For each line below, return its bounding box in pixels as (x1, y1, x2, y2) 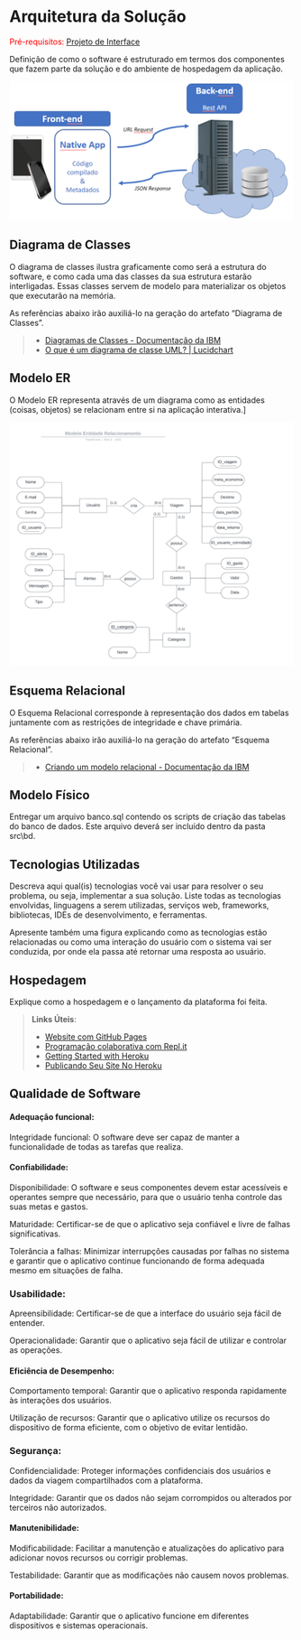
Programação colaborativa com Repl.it (44, 1041, 187, 1052)
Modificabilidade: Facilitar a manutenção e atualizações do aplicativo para (9, 1542, 285, 1553)
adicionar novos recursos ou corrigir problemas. (9, 1551, 188, 1563)
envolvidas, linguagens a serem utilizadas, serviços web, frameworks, (9, 900, 269, 911)
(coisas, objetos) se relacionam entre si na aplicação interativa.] (9, 404, 246, 415)
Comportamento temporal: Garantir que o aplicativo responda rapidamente (9, 1385, 287, 1396)
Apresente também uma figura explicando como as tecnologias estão (9, 927, 268, 938)
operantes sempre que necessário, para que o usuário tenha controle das (9, 1191, 283, 1202)
